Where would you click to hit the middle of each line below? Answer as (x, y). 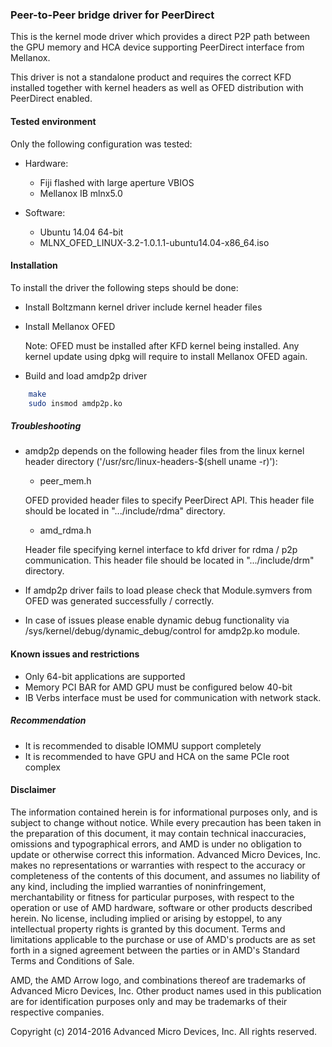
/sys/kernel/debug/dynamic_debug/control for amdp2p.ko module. (162, 631)
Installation (34, 265)
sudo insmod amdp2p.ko (75, 403)
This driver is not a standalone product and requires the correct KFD (151, 77)
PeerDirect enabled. (51, 99)
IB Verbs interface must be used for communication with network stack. (173, 697)
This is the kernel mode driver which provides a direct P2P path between (160, 37)
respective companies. (57, 1012)
